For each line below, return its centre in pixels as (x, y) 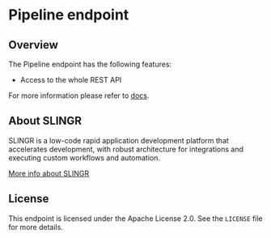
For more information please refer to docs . (79, 96)
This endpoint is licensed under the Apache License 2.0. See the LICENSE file (135, 218)
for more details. (36, 227)
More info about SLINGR (49, 173)
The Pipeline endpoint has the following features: (90, 64)
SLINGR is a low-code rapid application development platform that (119, 140)
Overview (34, 45)
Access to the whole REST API (71, 80)
